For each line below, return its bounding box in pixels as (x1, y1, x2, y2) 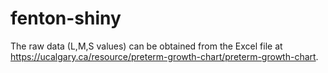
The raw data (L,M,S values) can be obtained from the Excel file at (10, 40, 283, 52)
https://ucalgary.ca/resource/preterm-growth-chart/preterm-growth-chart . (10, 50, 319, 62)
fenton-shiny (10, 7, 122, 30)
